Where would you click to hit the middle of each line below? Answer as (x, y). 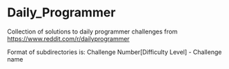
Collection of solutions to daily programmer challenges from (92, 31)
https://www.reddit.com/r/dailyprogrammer (68, 38)
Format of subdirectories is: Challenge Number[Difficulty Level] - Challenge (114, 52)
